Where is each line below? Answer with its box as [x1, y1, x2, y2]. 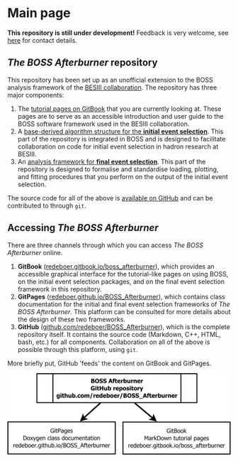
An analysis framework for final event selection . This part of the [17, 157, 206, 166]
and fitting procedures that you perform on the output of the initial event [17, 172, 228, 181]
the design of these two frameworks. [17, 315, 126, 323]
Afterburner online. [7, 248, 63, 257]
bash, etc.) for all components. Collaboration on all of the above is [17, 338, 210, 346]
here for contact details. [7, 36, 78, 44]
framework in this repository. [17, 284, 102, 293]
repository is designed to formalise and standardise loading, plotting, [17, 165, 219, 173]
